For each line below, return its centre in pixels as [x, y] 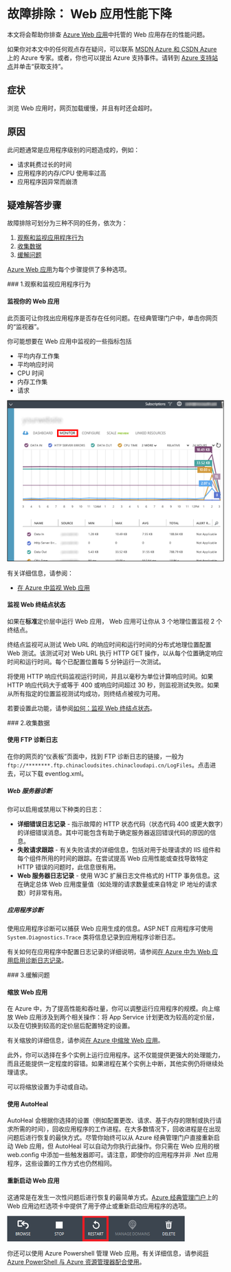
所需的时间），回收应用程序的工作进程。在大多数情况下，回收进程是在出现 [117, 1129]
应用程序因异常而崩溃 [47, 181]
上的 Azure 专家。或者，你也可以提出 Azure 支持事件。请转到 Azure [103, 57]
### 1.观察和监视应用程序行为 [49, 284]
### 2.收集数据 [29, 723]
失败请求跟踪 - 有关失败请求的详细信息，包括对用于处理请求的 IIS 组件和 [119, 850]
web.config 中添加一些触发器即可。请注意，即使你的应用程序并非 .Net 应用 [113, 1155]
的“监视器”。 [25, 326]
